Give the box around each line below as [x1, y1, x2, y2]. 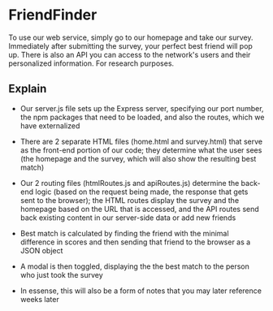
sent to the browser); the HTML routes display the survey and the [19, 195, 240, 205]
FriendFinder [8, 6, 97, 24]
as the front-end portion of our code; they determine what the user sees [19, 145, 262, 155]
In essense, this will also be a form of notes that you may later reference [19, 286, 262, 296]
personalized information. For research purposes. [8, 58, 175, 68]
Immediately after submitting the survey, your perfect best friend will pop [8, 41, 253, 50]
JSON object [19, 245, 63, 255]
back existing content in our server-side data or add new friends [19, 213, 236, 222]
